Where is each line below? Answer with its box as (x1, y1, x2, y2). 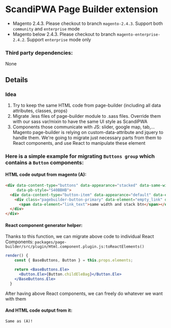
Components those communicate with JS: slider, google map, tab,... (12, 123, 155, 130)
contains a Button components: (5, 159, 84, 166)
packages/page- (35, 240, 67, 245)
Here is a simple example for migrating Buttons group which (5, 152, 155, 159)
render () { (5, 253, 28, 258)
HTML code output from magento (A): (5, 172, 87, 178)
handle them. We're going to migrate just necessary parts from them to (12, 135, 162, 141)
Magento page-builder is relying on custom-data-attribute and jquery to (12, 129, 164, 135)
